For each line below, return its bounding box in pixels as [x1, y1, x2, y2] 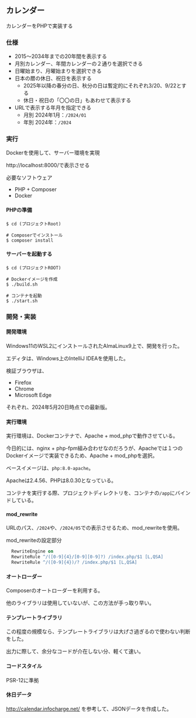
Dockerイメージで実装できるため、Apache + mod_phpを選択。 [6, 452, 158, 459]
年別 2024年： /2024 [23, 119, 72, 126]
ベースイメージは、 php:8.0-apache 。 [6, 465, 94, 472]
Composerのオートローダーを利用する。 [6, 587, 104, 594]
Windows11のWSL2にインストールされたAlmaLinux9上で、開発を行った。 [6, 342, 183, 349]
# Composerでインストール [6, 232, 63, 238]
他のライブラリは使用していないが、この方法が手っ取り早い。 [6, 600, 155, 607]
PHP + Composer [14, 186, 57, 193]
